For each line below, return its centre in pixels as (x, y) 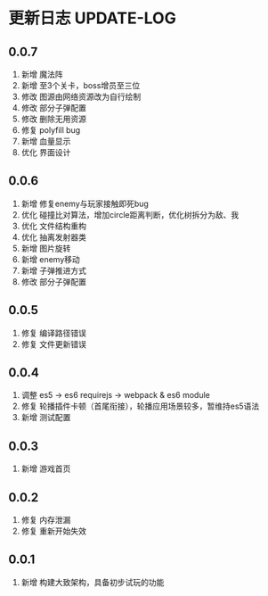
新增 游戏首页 (46, 468)
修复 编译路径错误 (53, 333)
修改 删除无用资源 (53, 119)
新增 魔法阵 (42, 74)
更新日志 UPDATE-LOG (93, 18)
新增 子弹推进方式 (53, 270)
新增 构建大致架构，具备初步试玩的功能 (93, 582)
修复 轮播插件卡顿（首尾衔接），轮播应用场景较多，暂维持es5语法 (140, 406)
